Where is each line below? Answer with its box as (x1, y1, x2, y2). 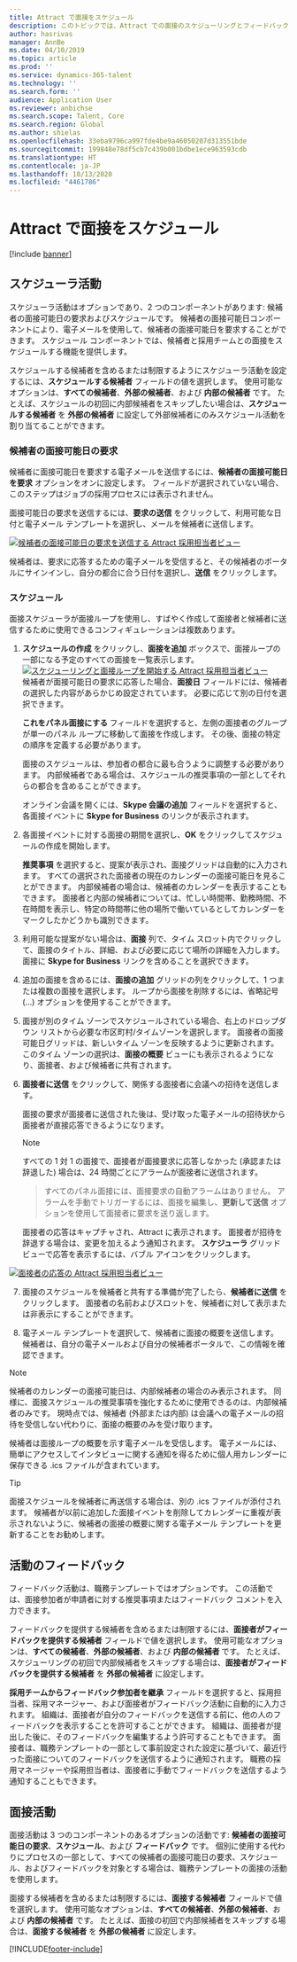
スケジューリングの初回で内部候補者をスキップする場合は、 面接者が (9, 1657, 257, 1668)
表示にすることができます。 (37, 1309, 139, 1319)
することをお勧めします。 (16, 1529, 110, 1540)
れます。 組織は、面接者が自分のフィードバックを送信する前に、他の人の (9, 1709, 274, 1720)
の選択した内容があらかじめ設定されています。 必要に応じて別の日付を (21, 688, 279, 699)
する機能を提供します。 (47, 346, 133, 356)
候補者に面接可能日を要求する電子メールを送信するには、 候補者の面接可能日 (9, 466, 288, 477)
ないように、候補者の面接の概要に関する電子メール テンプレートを (32, 1518, 274, 1529)
